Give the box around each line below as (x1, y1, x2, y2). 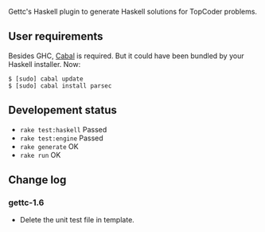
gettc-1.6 (8, 197, 45, 208)
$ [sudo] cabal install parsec (8, 81, 112, 90)
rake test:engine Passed (19, 133, 103, 143)
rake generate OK (19, 141, 79, 151)
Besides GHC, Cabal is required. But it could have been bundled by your (8, 51, 244, 61)
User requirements (8, 29, 103, 43)
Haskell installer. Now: (8, 59, 81, 69)
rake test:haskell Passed (19, 124, 107, 134)
